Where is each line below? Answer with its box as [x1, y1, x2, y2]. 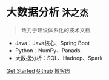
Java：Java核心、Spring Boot [15, 39, 90, 46]
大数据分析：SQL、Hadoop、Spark [15, 54, 103, 61]
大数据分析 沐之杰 [6, 5, 89, 19]
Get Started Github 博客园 [6, 67, 71, 74]
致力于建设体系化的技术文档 [21, 26, 91, 34]
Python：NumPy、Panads [15, 46, 81, 54]
